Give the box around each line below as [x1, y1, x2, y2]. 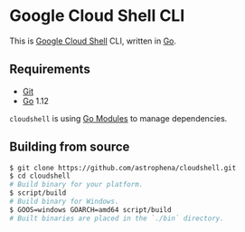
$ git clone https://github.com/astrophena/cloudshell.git [9, 163, 237, 172]
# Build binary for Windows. [9, 197, 119, 207]
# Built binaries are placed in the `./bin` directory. [9, 214, 224, 223]
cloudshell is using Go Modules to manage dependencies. [9, 112, 228, 123]
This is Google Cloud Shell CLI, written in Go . [9, 35, 177, 46]
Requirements [9, 62, 90, 77]
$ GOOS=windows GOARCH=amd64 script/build [9, 205, 172, 214]
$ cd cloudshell [9, 171, 71, 181]
